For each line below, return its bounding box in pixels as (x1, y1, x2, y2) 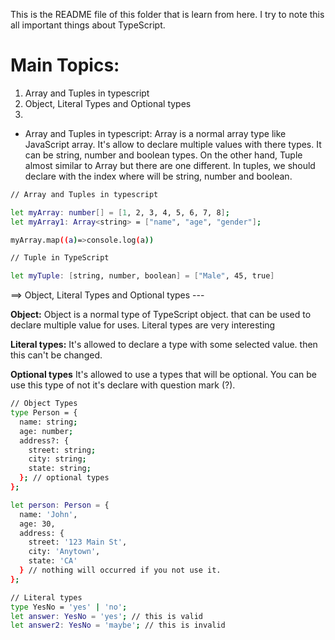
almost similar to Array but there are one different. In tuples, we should (24, 159, 316, 171)
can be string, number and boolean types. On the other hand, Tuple (24, 149, 303, 161)
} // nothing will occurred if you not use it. (19, 565, 222, 576)
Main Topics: (10, 54, 120, 77)
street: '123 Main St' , (28, 537, 128, 548)
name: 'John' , (19, 509, 78, 519)
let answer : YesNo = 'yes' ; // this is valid (10, 611, 203, 621)
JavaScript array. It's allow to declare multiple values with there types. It (24, 138, 322, 150)
